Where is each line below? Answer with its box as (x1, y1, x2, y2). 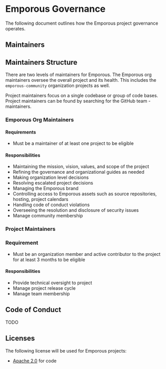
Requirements (5, 129, 36, 135)
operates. (5, 25, 26, 31)
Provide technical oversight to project (12, 280, 93, 286)
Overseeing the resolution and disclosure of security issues (12, 207, 139, 213)
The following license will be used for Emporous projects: (5, 347, 127, 354)
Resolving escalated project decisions (12, 180, 94, 186)
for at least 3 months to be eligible (12, 256, 86, 263)
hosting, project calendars (12, 196, 68, 202)
